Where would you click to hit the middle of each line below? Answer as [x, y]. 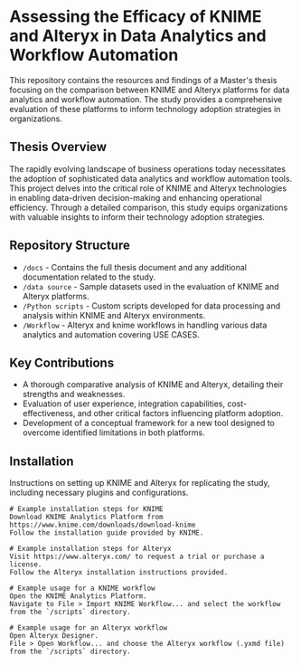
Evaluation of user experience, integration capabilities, [124, 404]
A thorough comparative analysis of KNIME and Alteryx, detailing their [153, 385]
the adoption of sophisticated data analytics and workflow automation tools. [150, 178]
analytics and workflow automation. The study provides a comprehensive [146, 99]
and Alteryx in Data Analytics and [138, 36]
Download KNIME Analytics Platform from [87, 518]
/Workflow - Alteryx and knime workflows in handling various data [145, 325]
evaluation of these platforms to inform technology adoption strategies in [145, 109]
